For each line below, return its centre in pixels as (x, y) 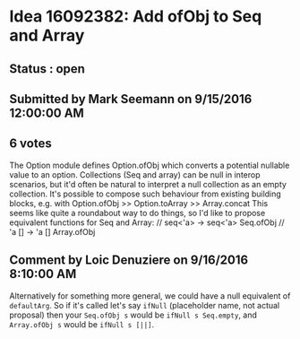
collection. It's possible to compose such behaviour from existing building (146, 194)
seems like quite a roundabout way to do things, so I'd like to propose (137, 213)
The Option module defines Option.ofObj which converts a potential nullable (150, 165)
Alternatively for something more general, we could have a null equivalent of (150, 296)
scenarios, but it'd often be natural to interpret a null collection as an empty (148, 184)
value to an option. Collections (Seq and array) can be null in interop (135, 174)
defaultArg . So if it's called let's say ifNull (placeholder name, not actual (145, 305)
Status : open (47, 69)
